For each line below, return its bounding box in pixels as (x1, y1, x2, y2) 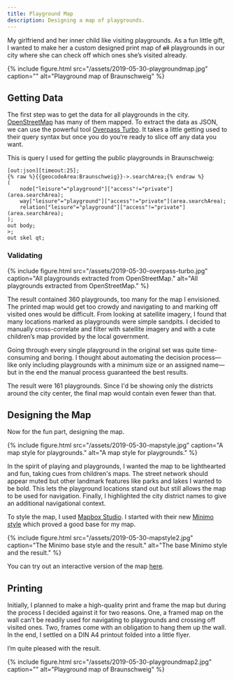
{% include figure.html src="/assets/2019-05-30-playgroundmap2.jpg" (7, 658, 212, 666)
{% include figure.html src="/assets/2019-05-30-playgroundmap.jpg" (7, 64, 208, 73)
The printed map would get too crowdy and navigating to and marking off (7, 302, 219, 311)
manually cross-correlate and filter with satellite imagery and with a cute (7, 324, 216, 333)
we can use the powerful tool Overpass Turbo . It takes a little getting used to (7, 125, 228, 133)
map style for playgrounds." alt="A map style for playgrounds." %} (7, 449, 198, 457)
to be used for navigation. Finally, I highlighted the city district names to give (7, 492, 227, 500)
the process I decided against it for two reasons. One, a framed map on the (7, 609, 224, 617)
